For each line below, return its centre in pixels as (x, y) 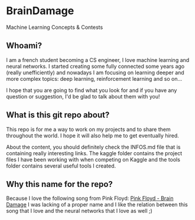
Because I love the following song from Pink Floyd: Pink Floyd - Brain (90, 198)
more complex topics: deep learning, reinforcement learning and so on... (94, 78)
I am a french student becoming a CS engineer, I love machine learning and (98, 60)
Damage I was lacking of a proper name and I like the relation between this (97, 205)
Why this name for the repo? (60, 184)
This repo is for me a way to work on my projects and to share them (88, 129)
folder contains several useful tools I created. (61, 166)
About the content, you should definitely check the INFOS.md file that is (93, 147)
